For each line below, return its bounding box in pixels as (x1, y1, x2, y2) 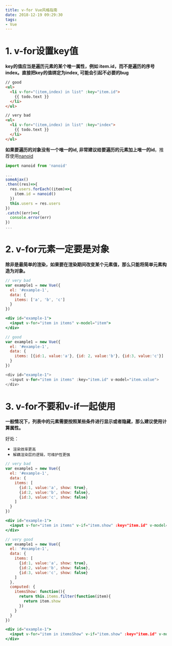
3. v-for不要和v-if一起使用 (5, 400, 116, 412)
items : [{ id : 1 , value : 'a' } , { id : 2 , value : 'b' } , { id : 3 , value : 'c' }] (14, 353, 164, 359)
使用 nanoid (9, 153, 33, 159)
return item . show (24, 599, 60, 604)
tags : (5, 17, 17, 22)
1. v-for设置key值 (5, 46, 78, 57)
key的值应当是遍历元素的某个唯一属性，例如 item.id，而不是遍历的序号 (5, 63, 155, 70)
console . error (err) (10, 215, 52, 220)
